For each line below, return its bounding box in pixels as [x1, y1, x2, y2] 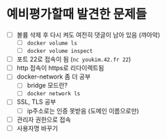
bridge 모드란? [26, 81, 68, 90]
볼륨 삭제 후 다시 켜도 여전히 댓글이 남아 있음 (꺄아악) [16, 31, 161, 39]
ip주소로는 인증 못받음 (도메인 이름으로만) [26, 106, 140, 115]
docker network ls [26, 90, 81, 97]
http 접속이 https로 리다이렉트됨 [16, 64, 104, 72]
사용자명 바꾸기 [16, 124, 58, 132]
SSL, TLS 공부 [16, 98, 56, 106]
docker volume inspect [26, 48, 93, 55]
